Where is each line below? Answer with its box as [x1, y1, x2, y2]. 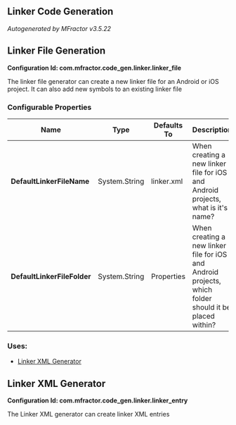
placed [192, 311, 216, 321]
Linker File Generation [7, 45, 106, 57]
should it [192, 302, 221, 312]
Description [192, 125, 232, 135]
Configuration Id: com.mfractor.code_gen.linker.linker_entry [7, 396, 188, 405]
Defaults [153, 120, 183, 130]
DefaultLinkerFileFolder [11, 271, 91, 281]
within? [192, 320, 216, 330]
